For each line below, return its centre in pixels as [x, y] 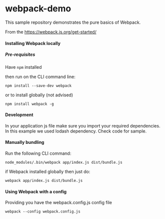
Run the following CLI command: [38, 153]
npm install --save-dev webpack [38, 86]
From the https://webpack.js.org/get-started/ [51, 32]
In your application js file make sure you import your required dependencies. [83, 126]
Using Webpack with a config [36, 191]
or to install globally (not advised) [39, 95]
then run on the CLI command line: [40, 77]
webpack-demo [38, 9]
